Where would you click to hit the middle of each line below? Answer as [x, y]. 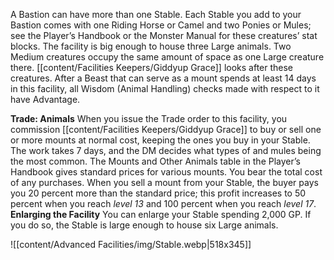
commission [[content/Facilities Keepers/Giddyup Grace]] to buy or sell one [166, 129]
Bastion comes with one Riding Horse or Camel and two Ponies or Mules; [161, 25]
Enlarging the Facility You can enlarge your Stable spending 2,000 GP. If [161, 214]
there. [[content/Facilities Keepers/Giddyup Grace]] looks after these [152, 67]
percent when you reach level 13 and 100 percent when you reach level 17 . [163, 203]
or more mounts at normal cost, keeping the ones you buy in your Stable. [160, 140]
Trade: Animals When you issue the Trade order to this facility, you [149, 118]
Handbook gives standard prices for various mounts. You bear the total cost [166, 172]
